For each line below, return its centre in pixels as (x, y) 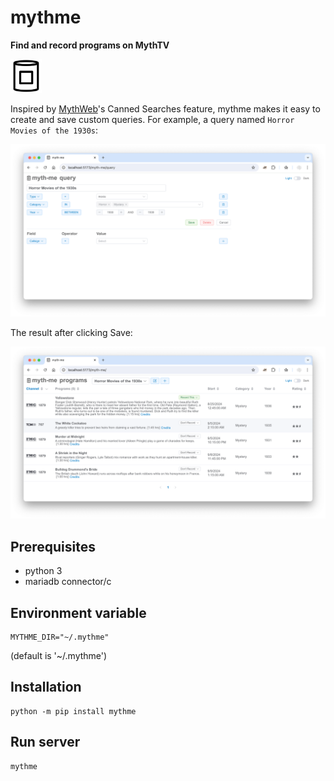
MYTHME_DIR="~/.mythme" (60, 637)
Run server (45, 742)
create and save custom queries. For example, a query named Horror (152, 120)
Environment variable (78, 612)
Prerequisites (53, 546)
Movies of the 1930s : (54, 130)
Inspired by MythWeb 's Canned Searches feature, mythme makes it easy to (165, 109)
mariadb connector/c (68, 582)
